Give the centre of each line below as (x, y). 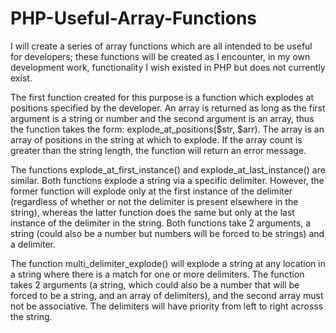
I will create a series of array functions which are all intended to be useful (161, 46)
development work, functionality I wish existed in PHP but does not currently (168, 67)
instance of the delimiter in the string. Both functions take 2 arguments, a (161, 223)
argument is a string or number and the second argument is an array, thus (162, 118)
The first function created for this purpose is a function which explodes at (162, 97)
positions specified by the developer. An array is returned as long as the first (168, 108)
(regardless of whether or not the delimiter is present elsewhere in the (154, 201)
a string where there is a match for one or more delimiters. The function (157, 274)
